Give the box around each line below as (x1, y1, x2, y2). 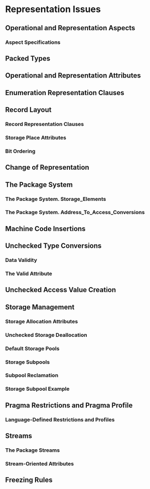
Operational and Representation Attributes (5, 72, 141, 80)
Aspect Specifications (5, 39, 61, 46)
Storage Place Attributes (5, 134, 67, 141)
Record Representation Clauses (5, 120, 84, 127)
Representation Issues (5, 4, 101, 15)
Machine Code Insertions (5, 224, 86, 233)
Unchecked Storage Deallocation (5, 331, 87, 338)
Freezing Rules (5, 476, 53, 484)
